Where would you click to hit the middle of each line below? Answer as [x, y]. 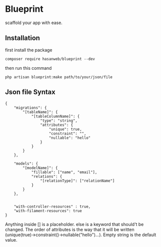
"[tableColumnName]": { [55, 116]
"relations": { [47, 176]
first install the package [29, 50]
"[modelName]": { [40, 168]
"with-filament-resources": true [48, 211]
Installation [23, 38]
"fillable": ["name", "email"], [64, 172]
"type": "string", [59, 121]
